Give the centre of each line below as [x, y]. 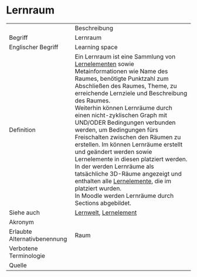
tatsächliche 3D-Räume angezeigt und [128, 173]
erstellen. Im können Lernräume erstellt [129, 144]
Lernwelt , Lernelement [106, 213]
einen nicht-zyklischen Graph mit [121, 115]
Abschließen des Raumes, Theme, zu [126, 86]
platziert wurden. [98, 188]
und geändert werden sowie [113, 152]
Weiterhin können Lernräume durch [124, 108]
